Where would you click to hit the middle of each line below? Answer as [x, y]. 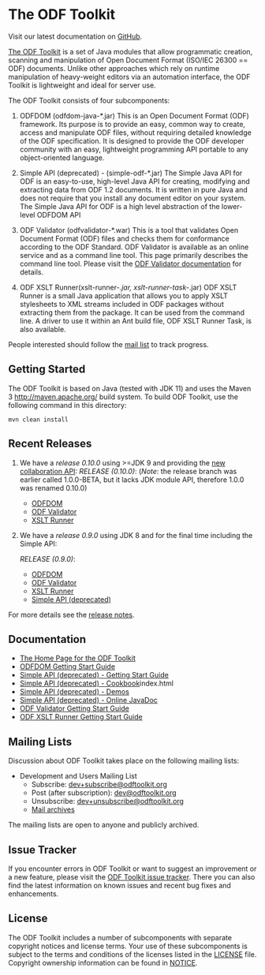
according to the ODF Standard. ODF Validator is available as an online [134, 247]
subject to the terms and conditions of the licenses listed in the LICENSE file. [132, 954]
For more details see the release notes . [72, 615]
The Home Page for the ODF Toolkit [77, 658]
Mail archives [53, 809]
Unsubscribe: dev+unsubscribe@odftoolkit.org [107, 801]
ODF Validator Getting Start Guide [75, 708]
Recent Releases [50, 444]
